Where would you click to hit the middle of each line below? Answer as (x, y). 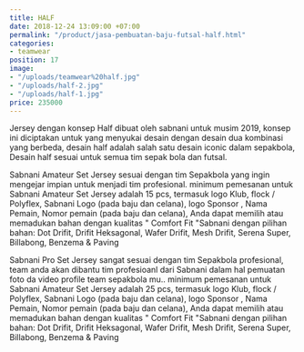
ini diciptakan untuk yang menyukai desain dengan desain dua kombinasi (147, 138)
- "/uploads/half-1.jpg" (56, 94)
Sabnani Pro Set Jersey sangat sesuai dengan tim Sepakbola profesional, (147, 260)
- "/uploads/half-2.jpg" (56, 85)
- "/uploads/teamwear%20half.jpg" (75, 77)
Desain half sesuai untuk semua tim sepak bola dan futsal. (118, 157)
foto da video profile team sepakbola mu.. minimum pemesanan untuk (140, 279)
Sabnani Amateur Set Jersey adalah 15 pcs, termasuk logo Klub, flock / (142, 194)
